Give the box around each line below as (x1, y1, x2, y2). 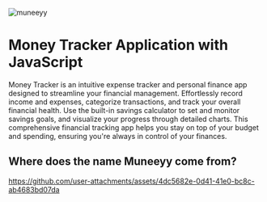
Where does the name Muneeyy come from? (8, 154, 237, 169)
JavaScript (8, 53, 83, 72)
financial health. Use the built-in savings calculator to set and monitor (8, 105, 240, 115)
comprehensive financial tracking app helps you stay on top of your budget (8, 122, 259, 133)
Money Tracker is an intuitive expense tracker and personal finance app (8, 79, 248, 89)
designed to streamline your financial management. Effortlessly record (8, 88, 243, 98)
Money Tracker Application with (8, 36, 229, 54)
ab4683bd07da (8, 184, 60, 194)
